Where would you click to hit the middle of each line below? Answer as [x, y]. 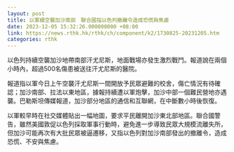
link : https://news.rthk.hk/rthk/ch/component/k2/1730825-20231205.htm [113, 33]
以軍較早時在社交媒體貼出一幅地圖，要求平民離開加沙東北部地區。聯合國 [111, 116]
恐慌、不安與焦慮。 [35, 142]
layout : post [26, 14]
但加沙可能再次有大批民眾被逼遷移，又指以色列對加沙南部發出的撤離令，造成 [117, 133]
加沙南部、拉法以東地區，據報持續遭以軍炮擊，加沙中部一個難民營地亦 [120, 92]
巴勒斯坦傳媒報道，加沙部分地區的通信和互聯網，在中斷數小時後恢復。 [120, 101]
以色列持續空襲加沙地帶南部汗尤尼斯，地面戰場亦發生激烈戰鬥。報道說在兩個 [117, 60]
